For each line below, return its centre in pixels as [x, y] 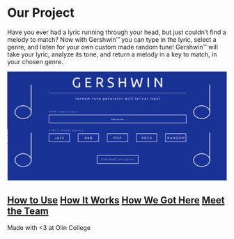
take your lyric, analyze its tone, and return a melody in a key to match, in [112, 54]
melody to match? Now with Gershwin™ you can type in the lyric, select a [112, 39]
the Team [28, 211]
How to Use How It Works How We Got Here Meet [116, 200]
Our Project [41, 13]
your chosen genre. [36, 61]
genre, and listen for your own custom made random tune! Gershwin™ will [112, 47]
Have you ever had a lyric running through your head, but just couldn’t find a [117, 32]
